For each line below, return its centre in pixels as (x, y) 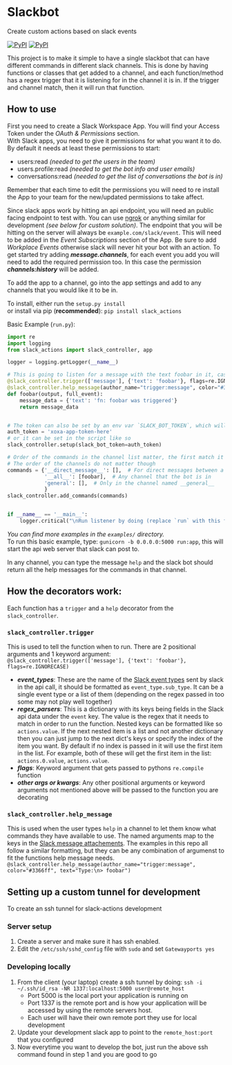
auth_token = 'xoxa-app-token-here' (60, 432)
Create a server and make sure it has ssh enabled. (89, 942)
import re (21, 337)
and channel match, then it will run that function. (76, 87)
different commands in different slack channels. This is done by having (108, 65)
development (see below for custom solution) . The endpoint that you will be (115, 225)
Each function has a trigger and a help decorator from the (90, 608)
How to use (32, 109)
